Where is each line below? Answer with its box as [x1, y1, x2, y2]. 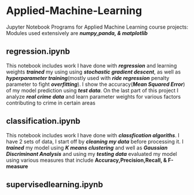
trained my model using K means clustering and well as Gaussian [6, 144, 168, 151]
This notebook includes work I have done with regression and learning [6, 62, 177, 69]
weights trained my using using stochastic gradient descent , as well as [6, 68, 181, 75]
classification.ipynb [6, 116, 81, 126]
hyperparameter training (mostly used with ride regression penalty [6, 74, 170, 81]
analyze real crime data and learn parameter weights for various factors [6, 93, 181, 100]
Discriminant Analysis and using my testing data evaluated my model [6, 150, 178, 157]
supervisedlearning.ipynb [6, 179, 104, 189]
